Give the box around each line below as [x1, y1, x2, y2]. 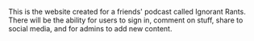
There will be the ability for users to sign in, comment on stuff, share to [8, 15, 244, 25]
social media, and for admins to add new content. [8, 24, 173, 33]
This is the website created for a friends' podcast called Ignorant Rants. [8, 7, 246, 16]
